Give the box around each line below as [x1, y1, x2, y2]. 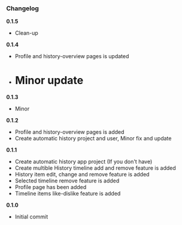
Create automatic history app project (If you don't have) [14, 158, 153, 166]
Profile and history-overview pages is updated [14, 53, 129, 60]
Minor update [14, 74, 84, 88]
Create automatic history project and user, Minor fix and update [14, 135, 172, 142]
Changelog [6, 4, 39, 13]
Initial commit [14, 213, 48, 220]
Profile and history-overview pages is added [14, 128, 125, 136]
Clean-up [14, 29, 39, 37]
